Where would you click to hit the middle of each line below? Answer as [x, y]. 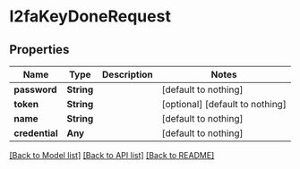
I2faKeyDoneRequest [90, 17]
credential [36, 133]
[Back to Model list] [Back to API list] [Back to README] [112, 155]
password [35, 89]
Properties [39, 50]
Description [128, 75]
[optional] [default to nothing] [224, 104]
